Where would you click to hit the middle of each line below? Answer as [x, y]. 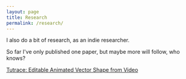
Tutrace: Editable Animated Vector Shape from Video [72, 70]
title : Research [27, 17]
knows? [16, 58]
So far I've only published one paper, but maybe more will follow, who [93, 52]
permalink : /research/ [35, 23]
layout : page [23, 12]
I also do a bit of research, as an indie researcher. [68, 40]
